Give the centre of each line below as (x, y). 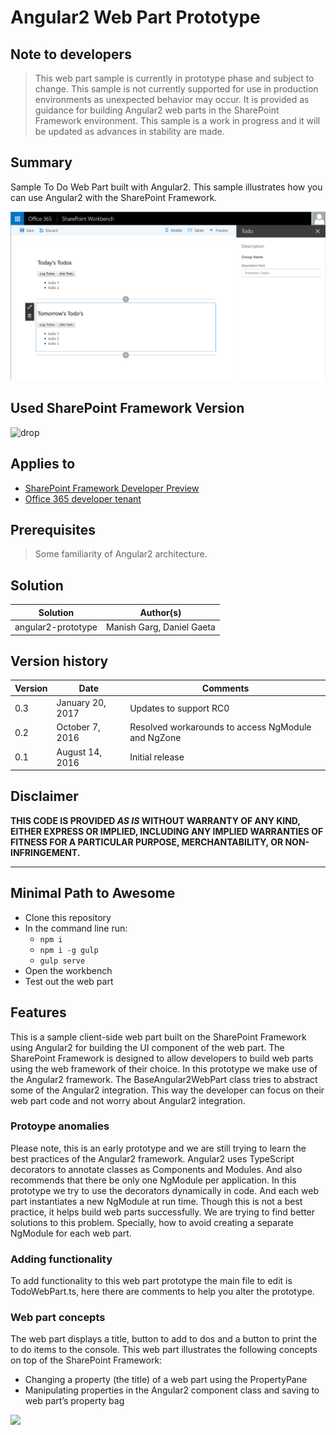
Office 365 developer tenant (83, 498)
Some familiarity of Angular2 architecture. (121, 554)
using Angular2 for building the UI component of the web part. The (147, 1047)
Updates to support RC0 (179, 708)
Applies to (43, 464)
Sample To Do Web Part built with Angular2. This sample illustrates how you (166, 187)
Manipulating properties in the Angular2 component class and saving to (172, 1390)
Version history (59, 661)
